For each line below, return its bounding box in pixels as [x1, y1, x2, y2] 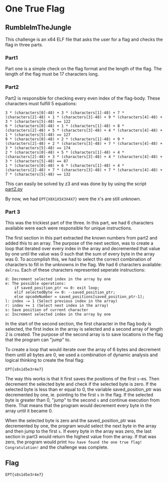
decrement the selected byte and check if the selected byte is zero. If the [5, 381, 157, 387]
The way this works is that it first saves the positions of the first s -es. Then [5, 375, 159, 381]
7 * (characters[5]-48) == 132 [5, 172, 71, 177]
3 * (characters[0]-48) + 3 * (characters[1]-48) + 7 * [5, 110, 124, 115]
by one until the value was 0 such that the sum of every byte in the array [5, 251, 155, 257]
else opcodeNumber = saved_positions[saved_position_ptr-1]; [14, 294, 144, 299]
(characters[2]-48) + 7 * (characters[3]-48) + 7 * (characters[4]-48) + [5, 167, 163, 173]
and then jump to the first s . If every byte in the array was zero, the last [5, 428, 152, 434]
